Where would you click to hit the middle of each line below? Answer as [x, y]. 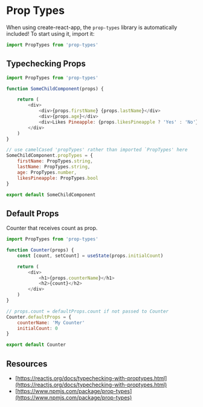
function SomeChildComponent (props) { [55, 88]
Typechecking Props [46, 64]
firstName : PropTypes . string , [55, 161]
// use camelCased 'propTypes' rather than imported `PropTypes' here [97, 150]
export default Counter [36, 345]
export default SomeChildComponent [51, 194]
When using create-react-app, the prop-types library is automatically [92, 27]
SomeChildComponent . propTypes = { [50, 156]
